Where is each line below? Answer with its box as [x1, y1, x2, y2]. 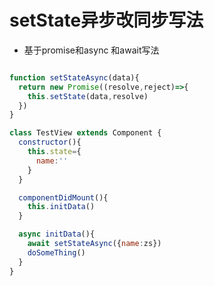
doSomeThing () [27, 247, 86, 258]
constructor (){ [18, 137, 82, 148]
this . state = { [27, 147, 82, 157]
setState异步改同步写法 [9, 9, 204, 32]
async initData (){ [18, 229, 96, 240]
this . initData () [27, 202, 96, 212]
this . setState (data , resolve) [27, 91, 149, 101]
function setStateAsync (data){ [9, 72, 140, 83]
